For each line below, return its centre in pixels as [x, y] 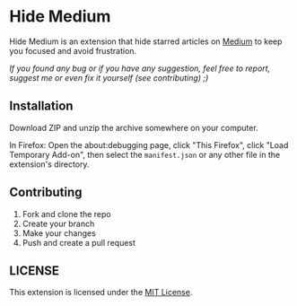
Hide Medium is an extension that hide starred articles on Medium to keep [146, 41]
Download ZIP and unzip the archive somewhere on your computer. [134, 127]
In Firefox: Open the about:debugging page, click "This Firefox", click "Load [149, 144]
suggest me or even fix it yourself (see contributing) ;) [109, 77]
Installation [41, 106]
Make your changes [59, 233]
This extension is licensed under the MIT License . [101, 293]
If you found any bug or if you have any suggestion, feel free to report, [140, 68]
